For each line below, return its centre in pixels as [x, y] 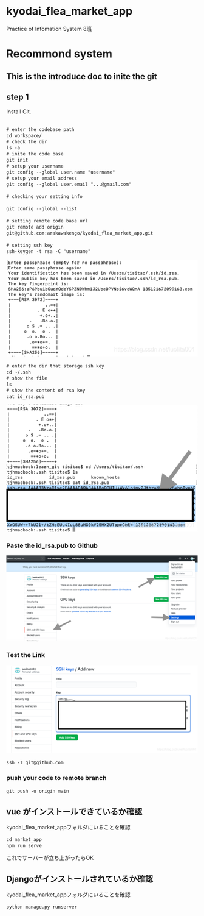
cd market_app [24, 840]
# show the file [27, 378]
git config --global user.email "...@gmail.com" [69, 185]
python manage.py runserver [42, 907]
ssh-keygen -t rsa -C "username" [49, 252]
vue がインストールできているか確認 [74, 811]
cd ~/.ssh [19, 372]
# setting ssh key [29, 246]
